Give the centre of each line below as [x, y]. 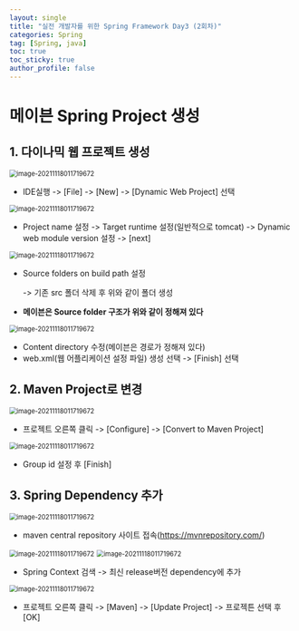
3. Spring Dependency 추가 [86, 495]
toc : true [28, 52]
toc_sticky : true [42, 60]
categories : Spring [46, 34]
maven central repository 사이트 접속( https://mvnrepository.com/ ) [144, 535]
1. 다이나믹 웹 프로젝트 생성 [80, 152]
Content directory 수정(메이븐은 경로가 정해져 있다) [114, 346]
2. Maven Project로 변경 [76, 389]
